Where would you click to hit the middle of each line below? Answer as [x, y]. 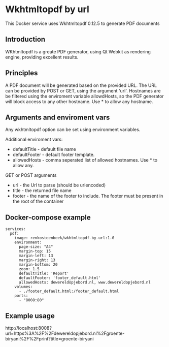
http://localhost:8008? [29, 328]
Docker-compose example [48, 217]
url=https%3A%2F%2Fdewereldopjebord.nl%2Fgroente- [65, 333]
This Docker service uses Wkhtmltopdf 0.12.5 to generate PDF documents [82, 23]
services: [16, 229]
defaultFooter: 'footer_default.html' [60, 278]
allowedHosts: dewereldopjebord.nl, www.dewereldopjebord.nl [85, 282]
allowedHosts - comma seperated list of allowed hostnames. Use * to [85, 160]
